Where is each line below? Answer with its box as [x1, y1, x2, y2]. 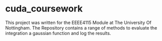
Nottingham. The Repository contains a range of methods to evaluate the [5, 24, 157, 30]
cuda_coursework [5, 3, 83, 14]
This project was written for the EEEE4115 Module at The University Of [5, 19, 152, 25]
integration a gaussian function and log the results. [5, 30, 111, 36]
